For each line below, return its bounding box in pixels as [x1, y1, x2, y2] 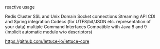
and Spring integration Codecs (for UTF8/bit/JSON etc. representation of [5, 19, 151, 24]
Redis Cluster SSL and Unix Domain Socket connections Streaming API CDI [5, 14, 156, 19]
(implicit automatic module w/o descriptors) [5, 29, 92, 34]
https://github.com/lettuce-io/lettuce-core [5, 38, 89, 44]
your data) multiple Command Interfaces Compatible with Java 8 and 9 [5, 24, 147, 30]
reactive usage [5, 4, 35, 10]
